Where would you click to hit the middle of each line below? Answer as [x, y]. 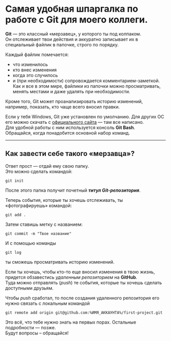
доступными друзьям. [29, 288]
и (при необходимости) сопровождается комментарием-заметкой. [86, 81]
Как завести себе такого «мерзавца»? [70, 154]
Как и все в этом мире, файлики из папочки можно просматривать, [87, 86]
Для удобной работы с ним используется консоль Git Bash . [70, 127]
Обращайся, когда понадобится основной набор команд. [68, 133]
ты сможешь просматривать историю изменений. [60, 262]
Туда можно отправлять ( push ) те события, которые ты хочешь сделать [83, 282]
